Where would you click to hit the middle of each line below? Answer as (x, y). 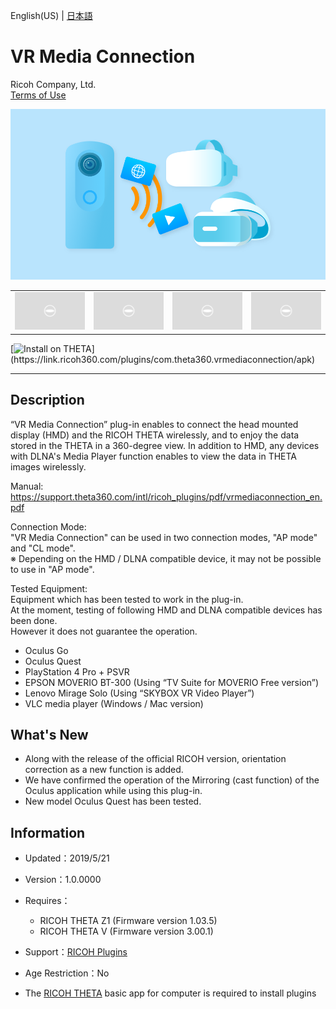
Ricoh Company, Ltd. (53, 84)
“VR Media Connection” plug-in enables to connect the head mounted (154, 424)
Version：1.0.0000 (63, 880)
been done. (34, 620)
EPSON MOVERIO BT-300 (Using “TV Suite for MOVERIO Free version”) (172, 682)
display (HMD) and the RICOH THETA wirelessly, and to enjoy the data (155, 435)
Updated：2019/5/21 (67, 858)
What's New (49, 735)
